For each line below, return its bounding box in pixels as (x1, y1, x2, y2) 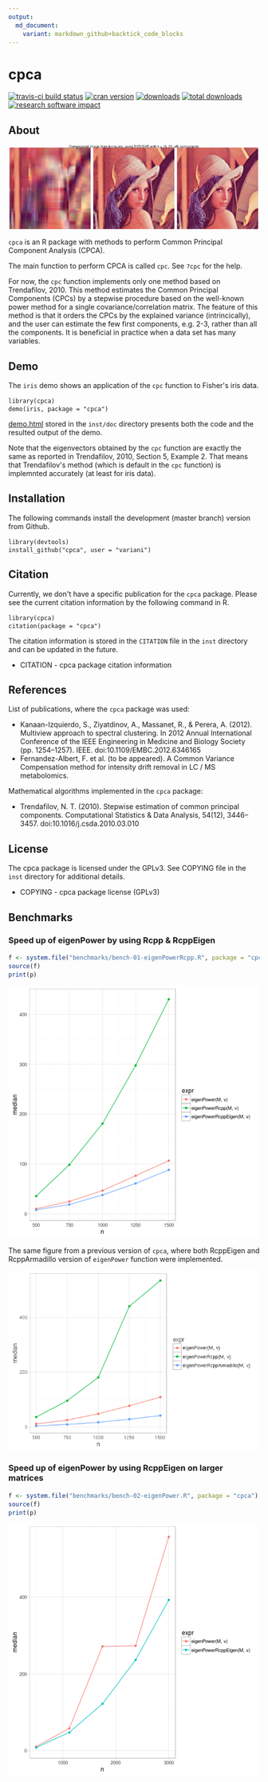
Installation (8, 492, 65, 506)
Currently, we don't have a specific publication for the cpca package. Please (8, 589, 258, 599)
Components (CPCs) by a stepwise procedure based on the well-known (8, 294, 245, 303)
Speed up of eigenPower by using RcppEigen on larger (8, 1463, 223, 1474)
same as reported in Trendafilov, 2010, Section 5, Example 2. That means (8, 451, 249, 461)
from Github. (8, 521, 50, 531)
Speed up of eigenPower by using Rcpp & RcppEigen (8, 935, 216, 946)
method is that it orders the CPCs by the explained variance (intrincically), (8, 310, 251, 320)
